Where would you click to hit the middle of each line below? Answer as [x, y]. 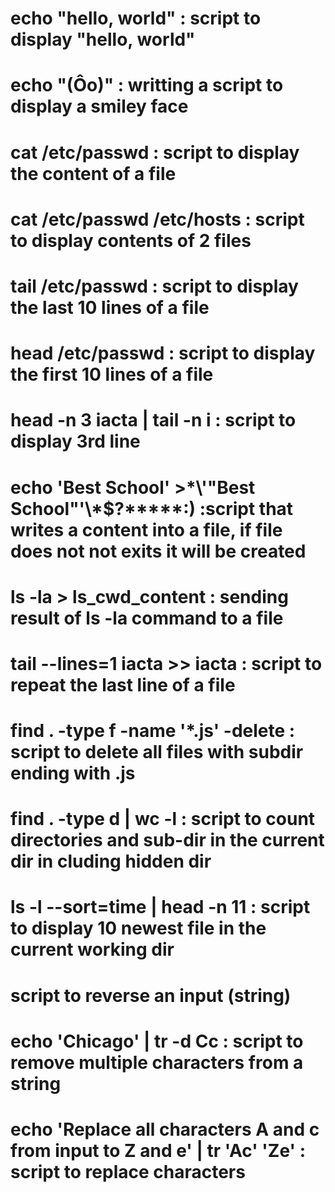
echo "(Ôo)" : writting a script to [147, 85]
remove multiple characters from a [157, 1062]
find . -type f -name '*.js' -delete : [153, 731]
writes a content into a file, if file [146, 529]
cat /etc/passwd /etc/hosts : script [157, 219]
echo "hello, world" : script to [136, 18]
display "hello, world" [103, 39]
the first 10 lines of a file [112, 374]
